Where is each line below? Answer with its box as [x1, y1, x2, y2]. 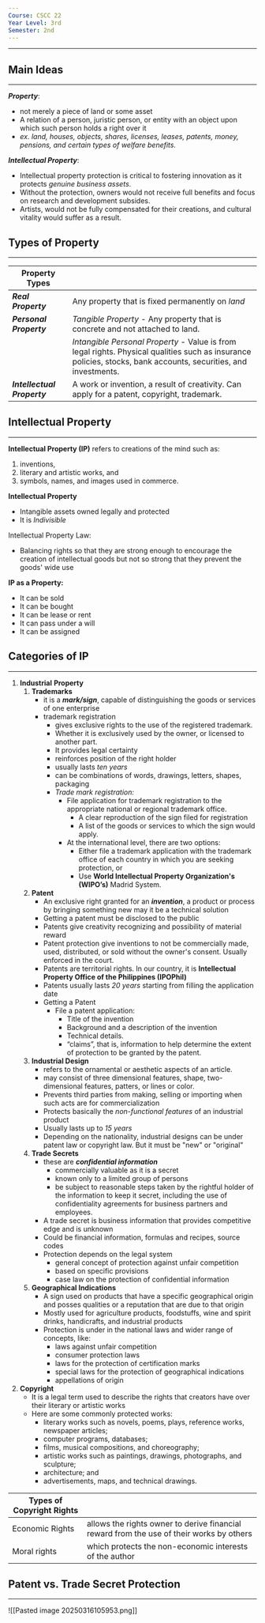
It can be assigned [19, 626, 80, 636]
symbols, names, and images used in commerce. [19, 476, 179, 485]
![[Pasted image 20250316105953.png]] [8, 1606, 138, 1615]
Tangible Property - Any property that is [72, 314, 222, 324]
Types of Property [8, 236, 100, 249]
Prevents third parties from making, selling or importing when [43, 1089, 243, 1099]
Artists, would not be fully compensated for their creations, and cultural [19, 205, 252, 214]
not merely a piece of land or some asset [19, 107, 153, 116]
